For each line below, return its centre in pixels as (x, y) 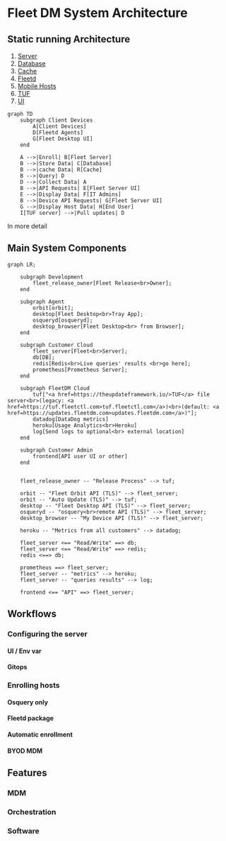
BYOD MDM (25, 751)
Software (24, 830)
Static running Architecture (69, 39)
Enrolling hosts (34, 686)
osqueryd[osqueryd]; (63, 320)
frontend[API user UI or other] (81, 456)
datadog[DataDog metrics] (71, 419)
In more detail (27, 226)
